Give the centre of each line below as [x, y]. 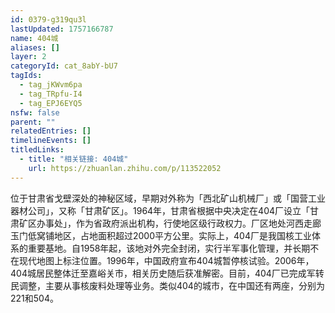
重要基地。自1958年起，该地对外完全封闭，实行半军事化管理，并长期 [169, 248]
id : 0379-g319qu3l [48, 19]
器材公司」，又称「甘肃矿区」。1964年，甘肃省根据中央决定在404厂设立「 [160, 210]
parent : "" [33, 122]
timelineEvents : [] [51, 141]
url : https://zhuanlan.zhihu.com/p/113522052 [125, 168]
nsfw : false [35, 112]
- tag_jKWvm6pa [51, 85]
